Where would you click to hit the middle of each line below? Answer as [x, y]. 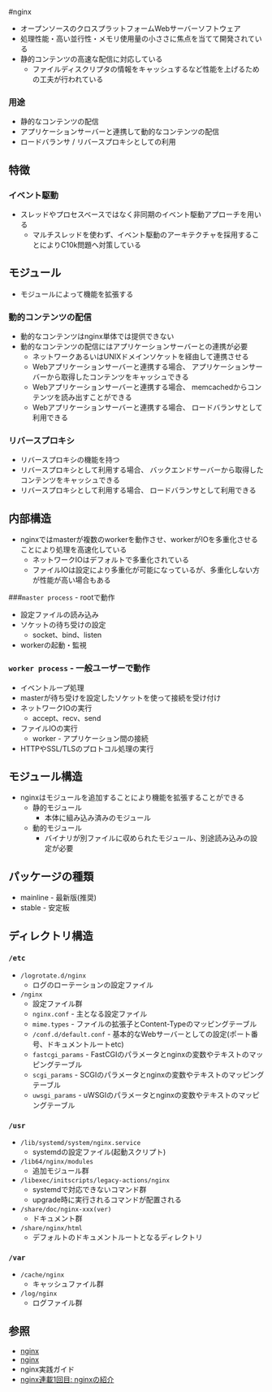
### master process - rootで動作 [62, 597]
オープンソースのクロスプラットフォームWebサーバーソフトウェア [130, 28]
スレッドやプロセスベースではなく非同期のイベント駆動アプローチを [134, 214]
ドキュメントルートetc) [85, 1044]
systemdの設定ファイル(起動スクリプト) [99, 1152]
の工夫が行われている [68, 79]
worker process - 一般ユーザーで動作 [79, 668]
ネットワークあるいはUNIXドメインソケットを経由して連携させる [140, 357]
